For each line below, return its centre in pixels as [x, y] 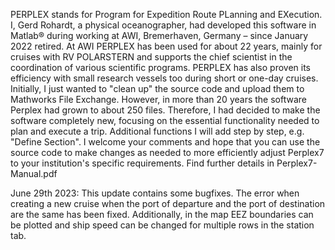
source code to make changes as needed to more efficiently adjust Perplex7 [167, 152]
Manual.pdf [34, 173]
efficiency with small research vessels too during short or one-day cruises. [164, 78]
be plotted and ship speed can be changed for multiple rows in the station [162, 225]
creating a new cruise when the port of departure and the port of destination [168, 203]
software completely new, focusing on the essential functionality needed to [165, 120]
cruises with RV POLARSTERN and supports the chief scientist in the [151, 57]
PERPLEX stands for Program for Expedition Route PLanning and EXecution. [166, 14]
